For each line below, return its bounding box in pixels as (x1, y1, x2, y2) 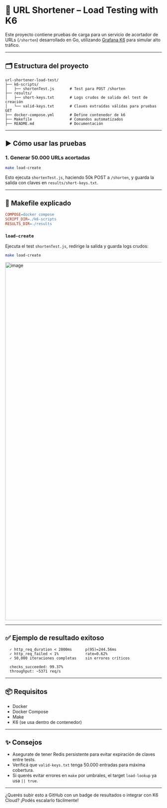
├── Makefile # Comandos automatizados (5, 116, 123, 121)
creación (5, 99, 23, 104)
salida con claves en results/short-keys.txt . (5, 180, 98, 186)
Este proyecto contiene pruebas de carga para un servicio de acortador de (5, 31, 159, 37)
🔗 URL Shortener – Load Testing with (5, 4, 159, 16)
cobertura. (12, 767, 34, 773)
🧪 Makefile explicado (5, 199, 71, 207)
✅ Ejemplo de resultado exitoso (5, 634, 104, 642)
